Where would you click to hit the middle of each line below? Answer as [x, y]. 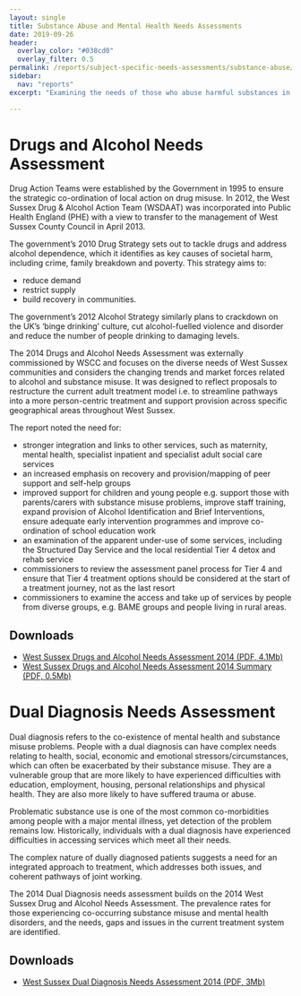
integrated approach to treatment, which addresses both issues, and [136, 867]
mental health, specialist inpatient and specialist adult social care [142, 455]
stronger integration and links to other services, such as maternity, [145, 446]
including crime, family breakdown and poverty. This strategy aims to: [138, 263]
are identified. [35, 932]
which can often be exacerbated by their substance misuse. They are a [140, 766]
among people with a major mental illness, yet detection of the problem [141, 821]
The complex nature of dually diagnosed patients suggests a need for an [143, 858]
